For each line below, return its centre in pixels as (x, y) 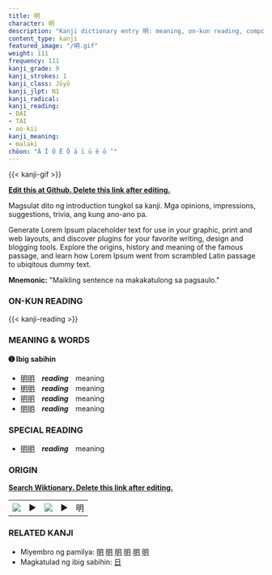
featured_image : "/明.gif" (53, 46)
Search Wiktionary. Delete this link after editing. (91, 488)
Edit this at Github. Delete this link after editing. (89, 190)
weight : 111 (28, 53)
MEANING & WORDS (49, 339)
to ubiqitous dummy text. (50, 265)
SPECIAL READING (46, 430)
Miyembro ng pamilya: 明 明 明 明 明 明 (85, 552)
